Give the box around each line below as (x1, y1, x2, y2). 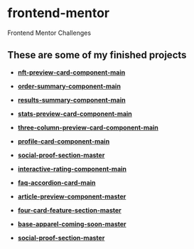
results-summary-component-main (17, 95, 126, 104)
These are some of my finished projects (7, 49, 187, 61)
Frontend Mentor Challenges (7, 28, 91, 37)
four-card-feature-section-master (17, 206, 122, 214)
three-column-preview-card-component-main (17, 123, 158, 132)
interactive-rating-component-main (17, 164, 126, 173)
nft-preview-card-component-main (17, 68, 126, 76)
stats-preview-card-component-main (17, 109, 133, 118)
